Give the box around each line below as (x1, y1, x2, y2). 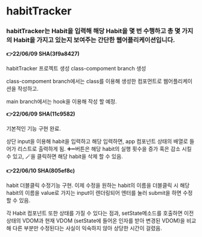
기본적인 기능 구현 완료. (6, 125, 62, 132)
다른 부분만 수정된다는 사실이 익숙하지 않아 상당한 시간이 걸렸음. (12, 224, 162, 232)
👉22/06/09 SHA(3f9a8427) (6, 50, 80, 58)
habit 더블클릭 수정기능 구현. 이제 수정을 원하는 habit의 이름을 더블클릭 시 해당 (6, 182, 190, 189)
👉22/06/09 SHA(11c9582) (6, 110, 75, 118)
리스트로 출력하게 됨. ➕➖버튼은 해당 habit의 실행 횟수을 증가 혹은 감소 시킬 (17, 146, 192, 153)
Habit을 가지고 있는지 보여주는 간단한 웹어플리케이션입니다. (13, 36, 175, 45)
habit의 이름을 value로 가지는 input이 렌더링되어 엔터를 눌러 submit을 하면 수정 (6, 189, 193, 197)
